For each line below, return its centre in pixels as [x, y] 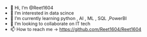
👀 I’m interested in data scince [42, 13]
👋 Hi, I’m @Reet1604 [32, 8]
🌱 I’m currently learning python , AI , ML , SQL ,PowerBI [68, 18]
